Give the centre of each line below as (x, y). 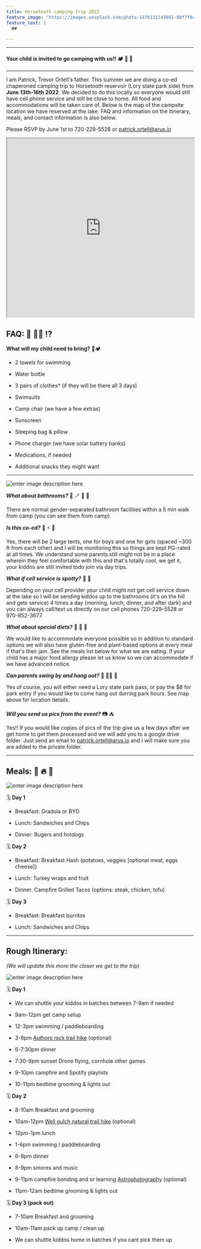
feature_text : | (26, 23)
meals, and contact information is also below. (62, 118)
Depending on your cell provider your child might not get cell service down (98, 590)
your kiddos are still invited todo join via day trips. (67, 567)
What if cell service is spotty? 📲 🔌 (48, 579)
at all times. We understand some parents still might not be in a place (91, 554)
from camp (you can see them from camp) (58, 516)
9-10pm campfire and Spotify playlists (61, 1072)
